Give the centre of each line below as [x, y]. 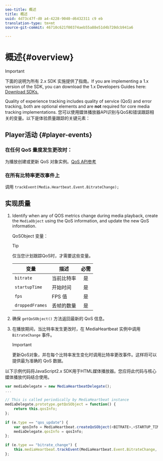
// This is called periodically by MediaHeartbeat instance [67, 400]
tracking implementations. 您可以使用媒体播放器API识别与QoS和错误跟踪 [78, 112]
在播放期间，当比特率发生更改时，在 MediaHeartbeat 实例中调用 [76, 329]
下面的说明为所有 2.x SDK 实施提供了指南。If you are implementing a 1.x [77, 81]
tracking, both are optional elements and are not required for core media [77, 106]
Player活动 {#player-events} [49, 135]
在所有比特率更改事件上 [32, 175]
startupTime [28, 287]
